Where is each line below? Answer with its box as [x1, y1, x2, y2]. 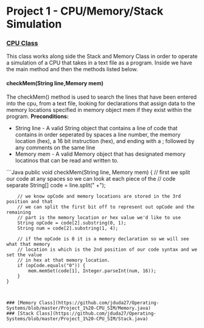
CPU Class [6, 39, 38, 47]
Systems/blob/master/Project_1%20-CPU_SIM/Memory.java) [6, 305, 151, 311]
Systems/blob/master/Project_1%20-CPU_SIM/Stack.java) [6, 315, 149, 322]
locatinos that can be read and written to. [15, 156, 119, 164]
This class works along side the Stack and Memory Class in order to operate [6, 53, 198, 60]
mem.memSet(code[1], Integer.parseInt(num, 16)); [28, 268, 157, 274]
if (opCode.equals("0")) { [17, 262, 86, 268]
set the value [6, 251, 43, 258]
